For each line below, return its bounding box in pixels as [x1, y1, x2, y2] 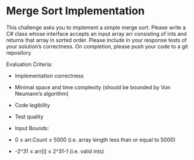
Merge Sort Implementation [6, 4, 145, 18]
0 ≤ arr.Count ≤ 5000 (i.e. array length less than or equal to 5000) [14, 136, 176, 143]
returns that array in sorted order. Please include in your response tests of [6, 36, 187, 43]
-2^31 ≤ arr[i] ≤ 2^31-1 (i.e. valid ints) [14, 148, 104, 155]
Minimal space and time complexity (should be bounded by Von [14, 83, 171, 90]
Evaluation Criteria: [6, 61, 53, 68]
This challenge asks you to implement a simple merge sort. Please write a [6, 24, 186, 31]
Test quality [14, 113, 44, 120]
